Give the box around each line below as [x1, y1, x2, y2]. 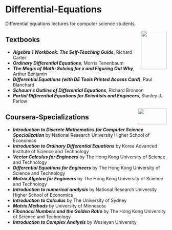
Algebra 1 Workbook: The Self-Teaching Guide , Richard [12, 49, 133, 55]
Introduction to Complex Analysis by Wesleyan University [12, 219, 137, 225]
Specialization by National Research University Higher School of [12, 132, 150, 138]
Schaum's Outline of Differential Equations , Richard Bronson [12, 87, 144, 93]
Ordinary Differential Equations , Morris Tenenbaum [12, 60, 124, 66]
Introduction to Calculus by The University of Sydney [12, 197, 127, 203]
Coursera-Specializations [5, 113, 90, 121]
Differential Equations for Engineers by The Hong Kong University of [12, 164, 160, 171]
